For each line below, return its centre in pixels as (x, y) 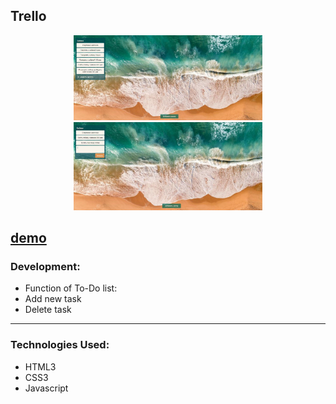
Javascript (46, 388)
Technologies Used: (60, 345)
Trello (28, 16)
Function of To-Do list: (71, 288)
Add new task (53, 299)
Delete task (48, 310)
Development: (45, 267)
